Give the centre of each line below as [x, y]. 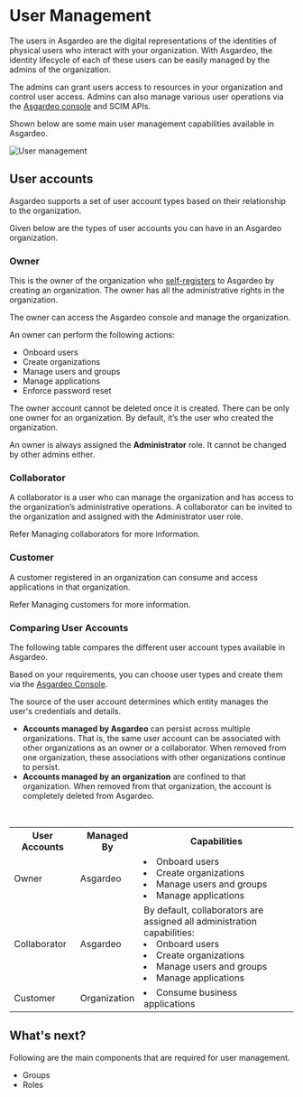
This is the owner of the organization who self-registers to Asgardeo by [142, 281]
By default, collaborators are [204, 910]
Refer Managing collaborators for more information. [105, 535]
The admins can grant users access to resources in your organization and [147, 87]
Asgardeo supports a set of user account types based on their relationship [148, 200]
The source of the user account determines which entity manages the [139, 702]
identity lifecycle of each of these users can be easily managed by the [140, 60]
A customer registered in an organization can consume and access [134, 577]
